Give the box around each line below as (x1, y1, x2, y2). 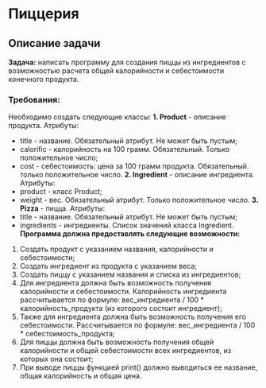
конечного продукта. (8, 75, 79, 83)
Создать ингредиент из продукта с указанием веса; (19, 262, 197, 271)
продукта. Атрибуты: (8, 121, 79, 130)
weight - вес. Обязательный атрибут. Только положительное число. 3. (19, 196, 259, 205)
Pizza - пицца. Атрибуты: (19, 204, 106, 213)
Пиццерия (8, 5, 79, 23)
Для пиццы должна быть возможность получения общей (19, 337, 214, 347)
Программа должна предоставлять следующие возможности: (19, 229, 241, 239)
